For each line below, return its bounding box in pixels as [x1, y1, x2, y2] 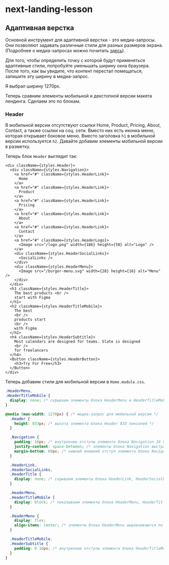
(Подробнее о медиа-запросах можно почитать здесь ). [5, 48, 125, 53]
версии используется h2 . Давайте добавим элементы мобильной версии [5, 138, 163, 144]
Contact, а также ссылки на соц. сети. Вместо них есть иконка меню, [5, 127, 155, 134]
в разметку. [5, 143, 31, 149]
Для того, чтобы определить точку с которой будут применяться [5, 57, 145, 63]
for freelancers [14, 348, 49, 353]
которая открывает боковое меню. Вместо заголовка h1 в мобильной [5, 133, 155, 139]
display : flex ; [14, 518, 46, 523]
